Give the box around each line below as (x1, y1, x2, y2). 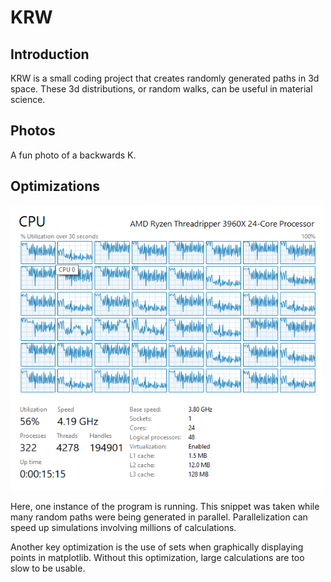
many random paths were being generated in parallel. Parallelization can (10, 511, 308, 523)
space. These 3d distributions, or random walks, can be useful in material (10, 83, 313, 95)
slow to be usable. (10, 562, 86, 574)
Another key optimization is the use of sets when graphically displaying (10, 541, 304, 553)
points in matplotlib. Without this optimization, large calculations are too (10, 551, 305, 563)
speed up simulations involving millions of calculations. (10, 521, 237, 533)
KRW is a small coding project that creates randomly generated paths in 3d (10, 72, 320, 84)
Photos (10, 122, 56, 140)
